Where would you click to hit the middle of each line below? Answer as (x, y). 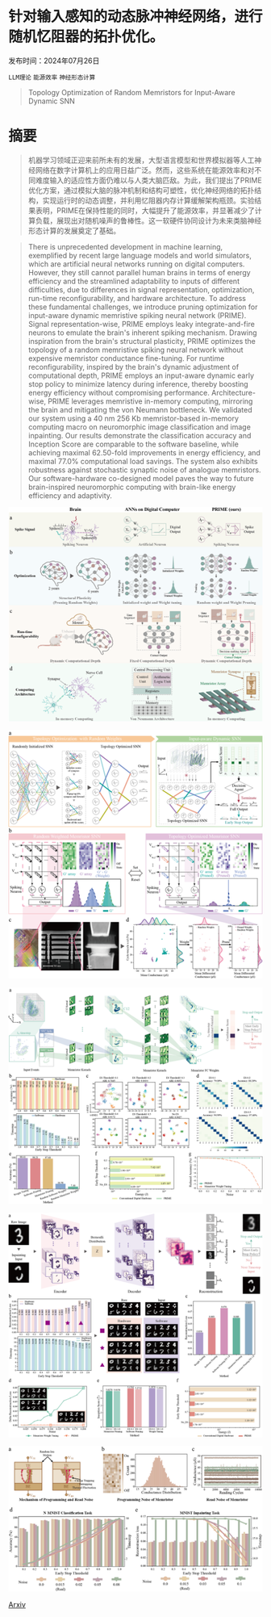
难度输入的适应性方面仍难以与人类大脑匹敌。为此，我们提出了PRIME (148, 180)
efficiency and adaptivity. (70, 495)
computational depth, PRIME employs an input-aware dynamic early (141, 375)
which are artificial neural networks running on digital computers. (136, 264)
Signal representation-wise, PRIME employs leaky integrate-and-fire (142, 324)
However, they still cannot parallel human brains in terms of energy (140, 272)
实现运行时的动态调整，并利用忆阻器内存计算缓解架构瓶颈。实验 (148, 200)
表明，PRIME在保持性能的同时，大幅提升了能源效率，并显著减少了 (145, 210)
